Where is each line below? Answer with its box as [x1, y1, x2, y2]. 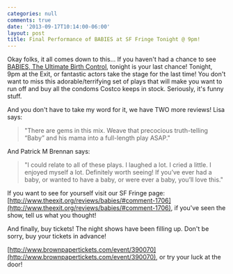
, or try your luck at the [155, 253, 221, 261]
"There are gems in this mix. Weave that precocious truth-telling [24, 127, 209, 135]
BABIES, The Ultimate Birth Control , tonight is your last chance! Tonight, [7, 63, 213, 71]
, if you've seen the [170, 204, 226, 212]
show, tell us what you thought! [7, 211, 97, 220]
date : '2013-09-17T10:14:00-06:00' [7, 23, 111, 30]
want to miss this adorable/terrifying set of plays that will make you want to [7, 77, 223, 86]
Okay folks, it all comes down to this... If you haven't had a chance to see [7, 55, 217, 63]
